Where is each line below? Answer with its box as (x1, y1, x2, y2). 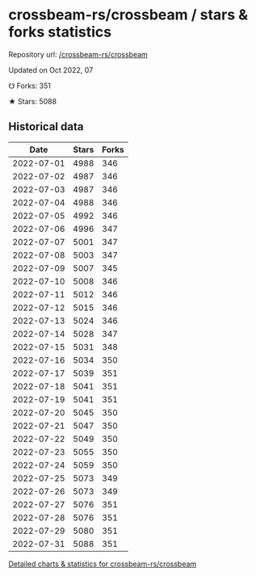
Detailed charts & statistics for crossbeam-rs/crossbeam (8, 559, 197, 569)
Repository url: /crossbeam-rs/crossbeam (8, 49, 148, 59)
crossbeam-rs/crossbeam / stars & (8, 6, 249, 24)
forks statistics (8, 23, 111, 41)
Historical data (8, 120, 84, 134)
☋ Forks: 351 (8, 81, 51, 90)
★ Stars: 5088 (8, 96, 57, 106)
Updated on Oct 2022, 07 (8, 65, 94, 74)
